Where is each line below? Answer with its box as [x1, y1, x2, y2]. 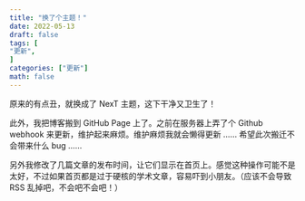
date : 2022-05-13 [9, 22, 75, 31]
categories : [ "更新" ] [9, 64, 89, 73]
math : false [9, 72, 54, 81]
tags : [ [9, 38, 39, 48]
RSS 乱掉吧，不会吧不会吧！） [9, 182, 123, 193]
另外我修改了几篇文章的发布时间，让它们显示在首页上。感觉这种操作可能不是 [9, 159, 296, 170]
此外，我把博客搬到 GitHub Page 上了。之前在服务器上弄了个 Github [9, 117, 263, 128]
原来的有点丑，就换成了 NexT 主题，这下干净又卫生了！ [9, 98, 217, 109]
